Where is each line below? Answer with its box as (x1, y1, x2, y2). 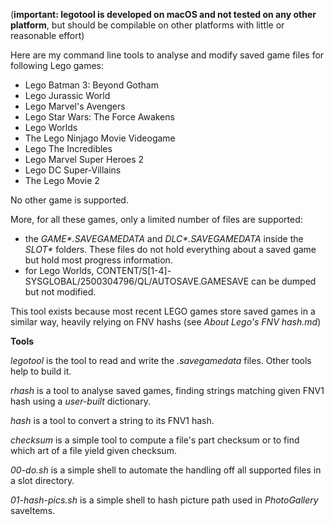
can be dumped (251, 275, 317, 287)
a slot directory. (10, 475, 75, 486)
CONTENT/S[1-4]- (96, 265, 172, 276)
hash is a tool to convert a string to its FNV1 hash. (10, 415, 215, 426)
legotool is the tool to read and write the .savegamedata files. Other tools (10, 355, 312, 366)
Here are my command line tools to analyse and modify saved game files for (10, 49, 325, 61)
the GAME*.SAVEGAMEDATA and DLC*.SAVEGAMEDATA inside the (24, 233, 304, 244)
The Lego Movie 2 (24, 175, 100, 186)
